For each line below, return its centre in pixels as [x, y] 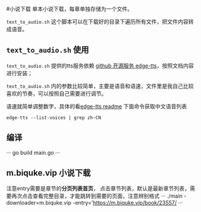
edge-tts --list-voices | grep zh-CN [54, 117]
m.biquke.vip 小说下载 [49, 173]
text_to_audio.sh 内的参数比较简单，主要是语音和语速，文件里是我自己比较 [100, 86]
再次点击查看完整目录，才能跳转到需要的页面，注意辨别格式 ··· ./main [97, 196]
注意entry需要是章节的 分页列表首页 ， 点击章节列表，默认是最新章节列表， [98, 189]
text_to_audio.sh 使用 [48, 50]
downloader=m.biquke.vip [39, 203]
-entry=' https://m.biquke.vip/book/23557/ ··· [127, 203]
